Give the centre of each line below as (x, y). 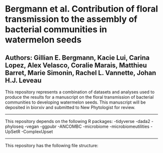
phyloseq (14, 126)
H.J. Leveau (23, 80)
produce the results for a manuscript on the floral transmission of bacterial (79, 97)
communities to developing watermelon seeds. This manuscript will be (75, 102)
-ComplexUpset (37, 131)
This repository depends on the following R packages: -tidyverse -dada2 (78, 121)
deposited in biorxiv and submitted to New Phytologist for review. (70, 107)
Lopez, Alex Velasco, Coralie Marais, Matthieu (76, 65)
